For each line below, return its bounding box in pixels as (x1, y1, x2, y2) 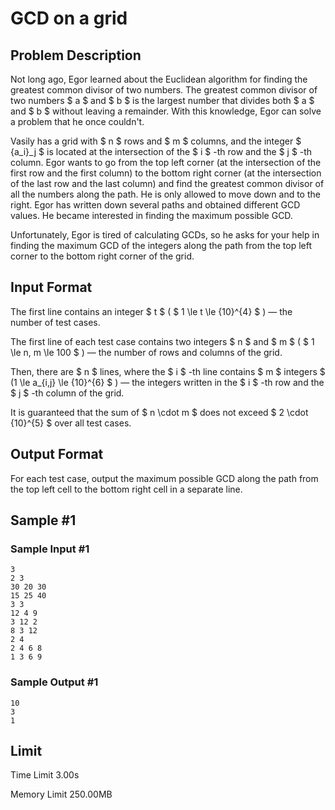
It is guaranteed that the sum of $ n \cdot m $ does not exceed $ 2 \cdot (10, 406, 309, 418)
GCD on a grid (10, 7, 128, 30)
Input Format (10, 279, 93, 296)
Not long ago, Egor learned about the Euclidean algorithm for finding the (10, 73, 308, 85)
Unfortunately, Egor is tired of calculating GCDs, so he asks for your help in (10, 229, 320, 241)
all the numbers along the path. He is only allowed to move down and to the (10, 188, 321, 200)
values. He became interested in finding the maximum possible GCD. (10, 210, 293, 221)
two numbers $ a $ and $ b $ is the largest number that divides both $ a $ (10, 95, 315, 106)
